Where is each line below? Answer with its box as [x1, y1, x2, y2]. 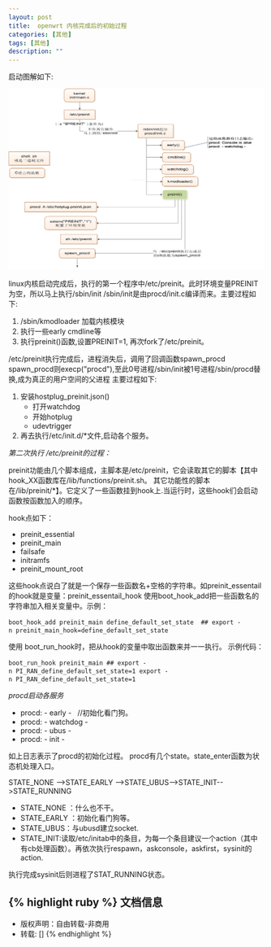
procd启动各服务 [8, 690, 64, 700]
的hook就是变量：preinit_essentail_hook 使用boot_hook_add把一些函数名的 [8, 591, 260, 600]
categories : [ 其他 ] [8, 30, 72, 38]
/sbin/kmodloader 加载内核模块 [19, 316, 125, 325]
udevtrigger [32, 421, 72, 430]
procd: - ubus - [19, 725, 71, 735]
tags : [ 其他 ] [8, 39, 50, 47]
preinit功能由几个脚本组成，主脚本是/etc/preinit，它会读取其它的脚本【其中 [8, 465, 258, 475]
